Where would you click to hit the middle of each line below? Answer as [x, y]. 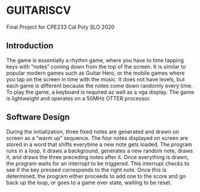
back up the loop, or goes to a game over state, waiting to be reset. [89, 182]
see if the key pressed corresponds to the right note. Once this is [86, 170]
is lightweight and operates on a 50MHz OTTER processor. [78, 98]
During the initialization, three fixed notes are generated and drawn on [93, 132]
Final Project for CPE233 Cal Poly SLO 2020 [60, 27]
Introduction [30, 46]
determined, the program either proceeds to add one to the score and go [96, 176]
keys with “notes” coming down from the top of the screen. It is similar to [96, 66]
